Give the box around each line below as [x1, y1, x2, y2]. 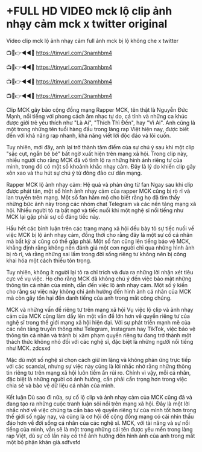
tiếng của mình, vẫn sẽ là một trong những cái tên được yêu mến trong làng [6, 425, 193, 433]
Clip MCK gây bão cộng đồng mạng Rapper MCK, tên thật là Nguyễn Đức [6, 106, 188, 113]
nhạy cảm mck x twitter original [6, 17, 168, 31]
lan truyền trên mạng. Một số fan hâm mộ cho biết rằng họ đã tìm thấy [6, 193, 180, 201]
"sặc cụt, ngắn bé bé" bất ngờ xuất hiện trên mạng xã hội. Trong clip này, [6, 150, 188, 157]
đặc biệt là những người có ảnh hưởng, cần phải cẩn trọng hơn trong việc [6, 375, 188, 383]
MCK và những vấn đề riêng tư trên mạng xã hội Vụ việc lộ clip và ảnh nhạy [6, 306, 194, 313]
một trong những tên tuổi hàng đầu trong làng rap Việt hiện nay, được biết [6, 125, 189, 132]
